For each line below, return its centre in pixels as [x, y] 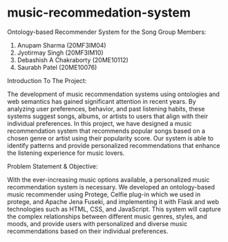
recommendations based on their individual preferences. [88, 231]
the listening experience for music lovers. [66, 153]
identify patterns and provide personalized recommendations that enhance [114, 145]
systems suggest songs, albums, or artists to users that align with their [108, 116]
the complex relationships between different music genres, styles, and [107, 216]
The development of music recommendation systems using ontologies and [113, 94]
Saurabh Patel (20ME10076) [57, 67]
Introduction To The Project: [47, 80]
